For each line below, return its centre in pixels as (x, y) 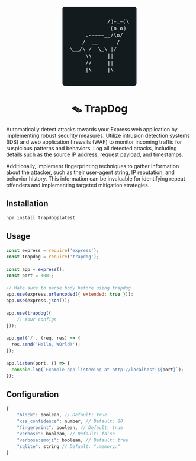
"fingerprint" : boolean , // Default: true (70, 428)
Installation (27, 203)
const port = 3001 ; (30, 276)
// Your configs (37, 319)
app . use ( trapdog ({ (29, 313)
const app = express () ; (36, 269)
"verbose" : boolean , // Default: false (66, 434)
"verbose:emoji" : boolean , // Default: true (73, 440)
